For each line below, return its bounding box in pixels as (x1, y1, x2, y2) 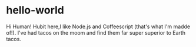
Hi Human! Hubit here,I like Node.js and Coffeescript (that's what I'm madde (6, 23, 190, 30)
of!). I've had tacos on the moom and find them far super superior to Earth (6, 29, 186, 36)
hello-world (6, 4, 65, 17)
